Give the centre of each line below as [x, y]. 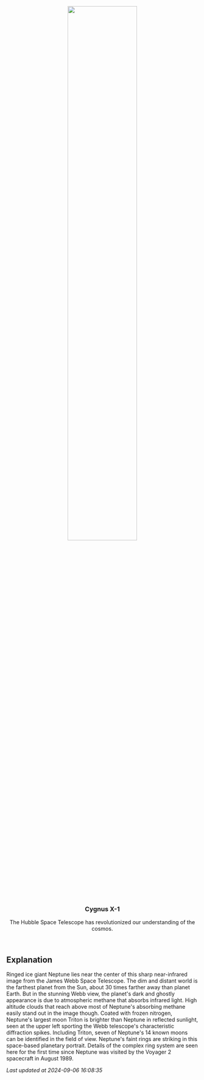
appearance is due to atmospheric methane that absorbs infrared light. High [102, 1000]
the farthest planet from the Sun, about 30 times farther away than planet [98, 987]
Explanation [30, 960]
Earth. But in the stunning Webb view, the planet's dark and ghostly [91, 994]
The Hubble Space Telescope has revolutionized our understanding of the [102, 922]
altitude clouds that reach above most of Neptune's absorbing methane [96, 1007]
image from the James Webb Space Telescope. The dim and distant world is [102, 981]
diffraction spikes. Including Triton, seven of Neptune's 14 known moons [97, 1033]
